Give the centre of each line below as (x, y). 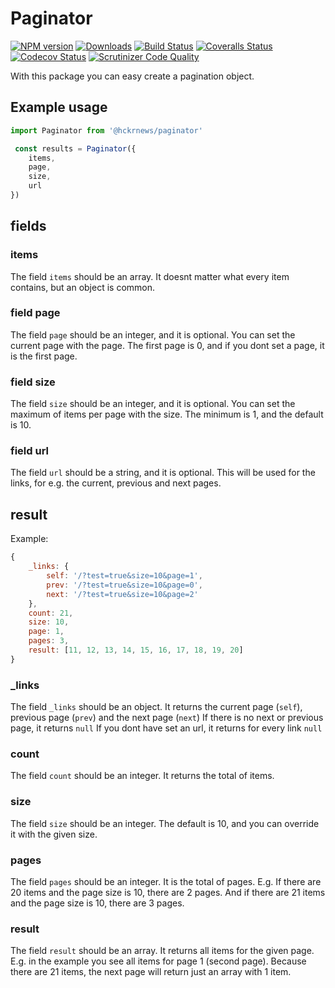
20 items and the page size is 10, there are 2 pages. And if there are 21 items (168, 892)
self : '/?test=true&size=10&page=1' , (124, 576)
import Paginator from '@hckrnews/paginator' (106, 130)
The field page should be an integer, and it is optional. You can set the (153, 334)
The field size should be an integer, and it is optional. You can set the (153, 404)
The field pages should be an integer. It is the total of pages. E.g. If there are (166, 881)
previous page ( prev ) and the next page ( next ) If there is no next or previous (167, 718)
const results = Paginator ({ (75, 148)
